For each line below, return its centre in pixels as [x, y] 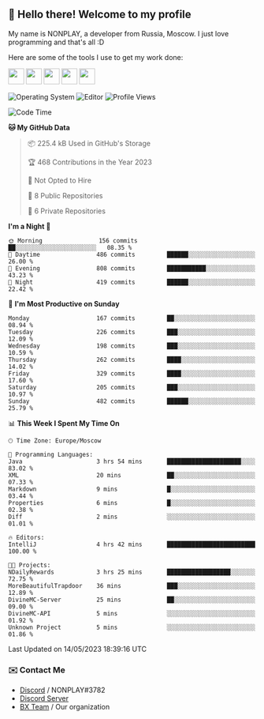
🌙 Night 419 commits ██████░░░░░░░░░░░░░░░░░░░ [132, 282]
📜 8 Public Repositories [65, 195]
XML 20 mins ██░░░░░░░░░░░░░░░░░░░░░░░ [132, 475]
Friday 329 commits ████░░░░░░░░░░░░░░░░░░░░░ [132, 373]
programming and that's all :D [56, 42]
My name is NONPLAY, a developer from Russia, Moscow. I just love [119, 33]
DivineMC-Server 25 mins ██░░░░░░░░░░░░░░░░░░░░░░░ [132, 600]
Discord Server [44, 698]
